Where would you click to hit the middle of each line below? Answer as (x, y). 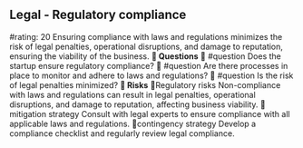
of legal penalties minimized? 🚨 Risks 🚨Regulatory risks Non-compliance (145, 84)
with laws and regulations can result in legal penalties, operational (132, 94)
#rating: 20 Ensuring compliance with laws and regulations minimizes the (146, 36)
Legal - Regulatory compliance (98, 15)
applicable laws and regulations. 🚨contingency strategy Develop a (133, 123)
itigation (28, 113)
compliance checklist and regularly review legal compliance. (122, 133)
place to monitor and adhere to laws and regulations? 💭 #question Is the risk (151, 75)
